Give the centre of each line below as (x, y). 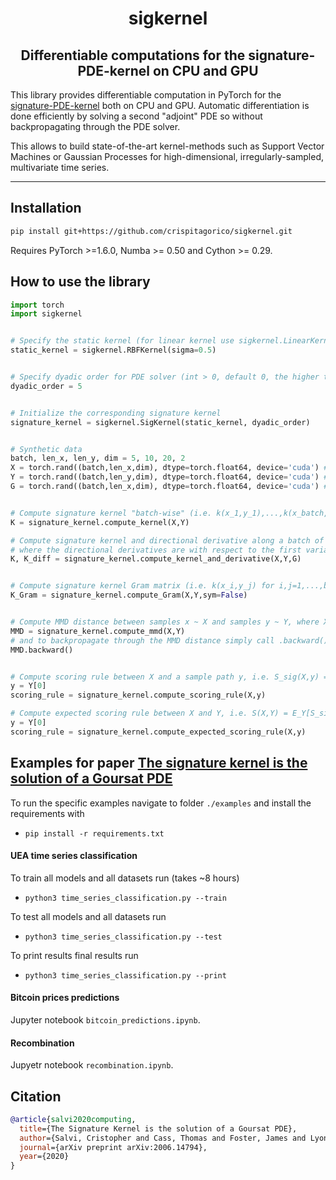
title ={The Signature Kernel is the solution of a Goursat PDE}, (158, 1128)
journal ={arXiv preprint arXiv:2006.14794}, (113, 1147)
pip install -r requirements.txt (94, 833)
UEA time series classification (74, 856)
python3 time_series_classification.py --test (123, 937)
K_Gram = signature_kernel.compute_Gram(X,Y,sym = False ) (129, 595)
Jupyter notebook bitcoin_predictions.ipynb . (105, 1019)
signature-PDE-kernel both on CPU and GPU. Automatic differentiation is (160, 105)
